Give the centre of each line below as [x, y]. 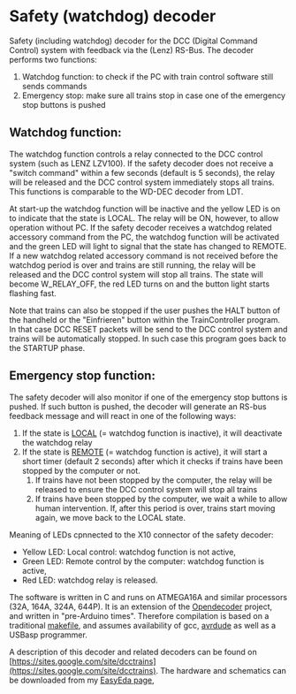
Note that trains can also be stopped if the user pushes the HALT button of [145, 310]
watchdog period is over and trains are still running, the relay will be [133, 265]
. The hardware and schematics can [221, 670]
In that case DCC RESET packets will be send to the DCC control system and [148, 329]
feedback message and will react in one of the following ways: [123, 416]
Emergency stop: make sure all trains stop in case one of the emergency [153, 95]
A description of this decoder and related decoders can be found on [133, 652]
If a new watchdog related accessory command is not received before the [144, 255]
